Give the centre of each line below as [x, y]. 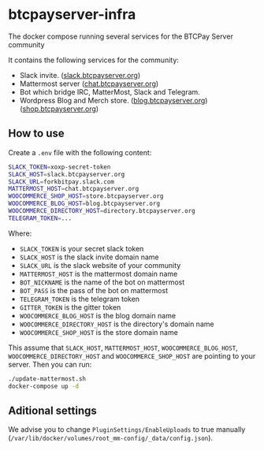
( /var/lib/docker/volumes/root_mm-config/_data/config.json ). [111, 438]
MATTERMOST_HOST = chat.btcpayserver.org [74, 189]
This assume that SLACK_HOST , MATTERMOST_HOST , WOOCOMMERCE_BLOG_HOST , [123, 348]
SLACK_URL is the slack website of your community [100, 265]
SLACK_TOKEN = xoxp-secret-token [59, 167]
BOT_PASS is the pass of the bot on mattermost [93, 290]
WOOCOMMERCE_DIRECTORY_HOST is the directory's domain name [117, 324]
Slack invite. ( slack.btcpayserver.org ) [80, 75]
